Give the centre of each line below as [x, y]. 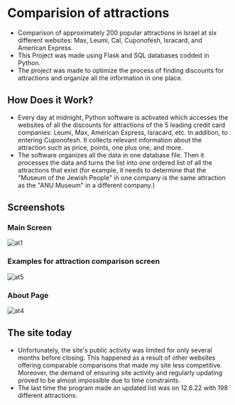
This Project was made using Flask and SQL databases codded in [113, 55]
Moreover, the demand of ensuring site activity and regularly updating [120, 372]
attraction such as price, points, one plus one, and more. [100, 148]
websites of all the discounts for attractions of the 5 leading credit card [121, 125]
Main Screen [29, 228]
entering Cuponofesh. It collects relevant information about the [110, 140]
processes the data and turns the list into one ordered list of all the [115, 162]
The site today [40, 333]
